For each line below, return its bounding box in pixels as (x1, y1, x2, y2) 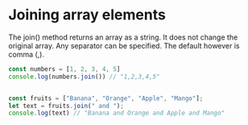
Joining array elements (8, 6, 167, 24)
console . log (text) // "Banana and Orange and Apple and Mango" (8, 109, 225, 118)
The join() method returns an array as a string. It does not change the (8, 32, 238, 42)
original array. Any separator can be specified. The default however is (8, 40, 240, 50)
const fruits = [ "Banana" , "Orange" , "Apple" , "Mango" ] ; (8, 94, 204, 102)
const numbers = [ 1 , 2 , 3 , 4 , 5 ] (8, 65, 121, 73)
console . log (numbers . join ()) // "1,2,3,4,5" (8, 73, 160, 81)
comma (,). (8, 49, 44, 59)
